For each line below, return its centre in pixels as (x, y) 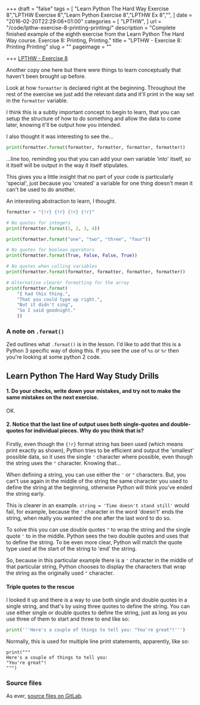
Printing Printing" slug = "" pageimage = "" (59, 47)
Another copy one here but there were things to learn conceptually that (93, 70)
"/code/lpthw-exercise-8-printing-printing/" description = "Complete (91, 28)
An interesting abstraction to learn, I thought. (61, 201)
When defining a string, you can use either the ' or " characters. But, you (96, 475)
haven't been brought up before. (46, 76)
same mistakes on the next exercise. (53, 398)
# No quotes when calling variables (52, 266)
